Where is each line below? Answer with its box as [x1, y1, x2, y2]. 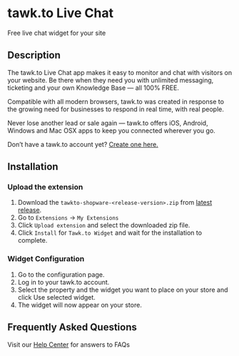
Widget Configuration [7, 254, 85, 264]
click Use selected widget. [17, 293, 96, 301]
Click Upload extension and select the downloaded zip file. [17, 221, 190, 230]
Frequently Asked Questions [7, 321, 138, 333]
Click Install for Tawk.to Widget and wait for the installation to [17, 228, 202, 237]
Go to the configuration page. [17, 270, 105, 279]
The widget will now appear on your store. [17, 300, 143, 309]
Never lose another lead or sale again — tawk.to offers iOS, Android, [7, 118, 208, 127]
